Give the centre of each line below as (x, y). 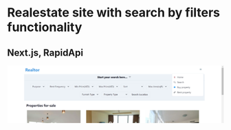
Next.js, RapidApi (45, 53)
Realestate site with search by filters (113, 13)
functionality (45, 27)
